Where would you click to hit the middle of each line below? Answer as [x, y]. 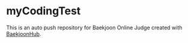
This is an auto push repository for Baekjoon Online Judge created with [94, 27]
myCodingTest [44, 11]
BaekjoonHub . [24, 33]
